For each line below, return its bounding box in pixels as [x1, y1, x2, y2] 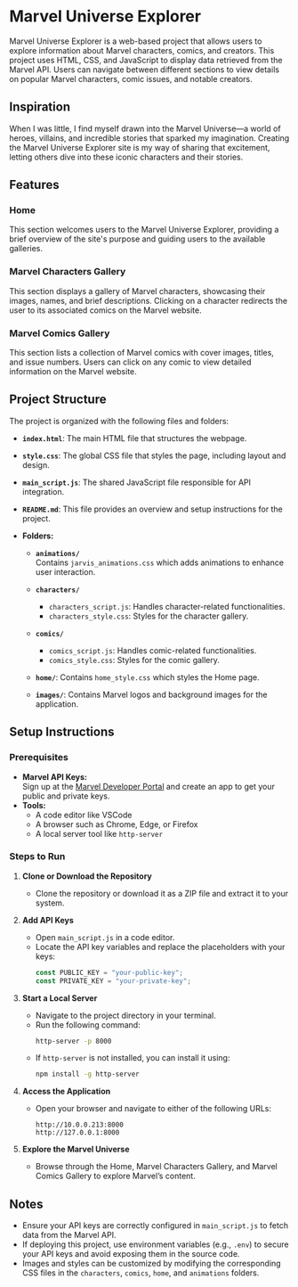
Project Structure [9, 392, 107, 407]
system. [35, 898, 65, 908]
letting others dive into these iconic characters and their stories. [9, 152, 244, 162]
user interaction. [35, 566, 96, 577]
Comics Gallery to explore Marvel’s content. [35, 1170, 196, 1182]
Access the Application [21, 1086, 111, 1097]
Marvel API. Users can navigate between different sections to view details [9, 64, 280, 75]
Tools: [21, 799, 46, 810]
